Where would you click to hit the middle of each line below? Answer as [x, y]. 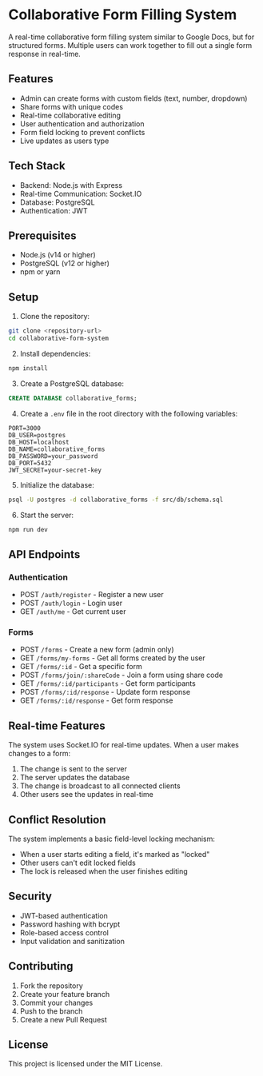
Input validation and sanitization [72, 941]
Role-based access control [64, 932]
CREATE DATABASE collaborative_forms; [73, 398]
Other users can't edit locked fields [78, 863]
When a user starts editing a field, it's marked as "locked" [115, 855]
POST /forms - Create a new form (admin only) [97, 650]
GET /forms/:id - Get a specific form [81, 667]
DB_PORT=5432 [30, 463]
